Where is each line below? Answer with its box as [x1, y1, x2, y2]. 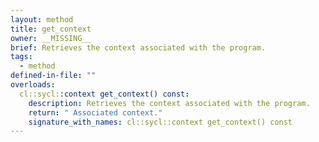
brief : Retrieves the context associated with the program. [10, 42, 267, 53]
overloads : [10, 80, 56, 90]
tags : [10, 52, 33, 62]
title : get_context [10, 24, 92, 34]
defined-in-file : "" [10, 71, 97, 81]
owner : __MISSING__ [10, 33, 92, 43]
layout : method [10, 14, 74, 25]
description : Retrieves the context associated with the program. [28, 98, 311, 108]
